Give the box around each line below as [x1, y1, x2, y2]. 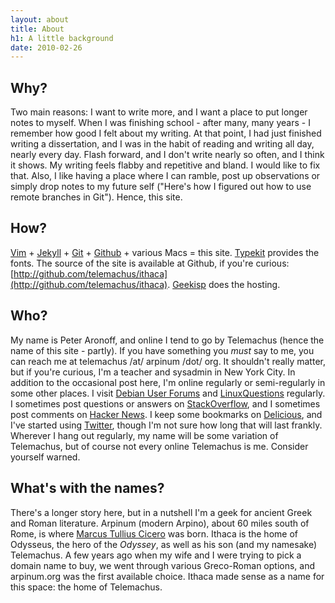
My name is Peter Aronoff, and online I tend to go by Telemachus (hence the [10, 334, 325, 346]
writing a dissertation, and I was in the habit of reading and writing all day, [10, 138, 315, 150]
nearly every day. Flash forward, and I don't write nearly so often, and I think [10, 149, 325, 161]
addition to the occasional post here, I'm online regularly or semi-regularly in [10, 376, 326, 388]
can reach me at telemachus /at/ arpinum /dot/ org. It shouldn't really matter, [10, 355, 326, 367]
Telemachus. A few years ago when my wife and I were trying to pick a [10, 549, 302, 561]
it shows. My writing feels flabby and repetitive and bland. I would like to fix [10, 159, 321, 171]
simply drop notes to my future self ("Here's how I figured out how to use [10, 181, 312, 193]
